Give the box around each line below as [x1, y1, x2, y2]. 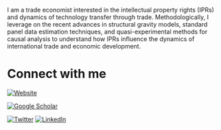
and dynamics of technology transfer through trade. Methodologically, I [7, 13, 209, 21]
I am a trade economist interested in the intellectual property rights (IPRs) [7, 6, 215, 14]
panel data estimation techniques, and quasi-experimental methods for [7, 27, 208, 36]
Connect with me [7, 66, 106, 81]
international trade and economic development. [7, 42, 141, 50]
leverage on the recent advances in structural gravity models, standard [7, 21, 208, 28]
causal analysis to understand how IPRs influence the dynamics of [7, 35, 195, 43]
